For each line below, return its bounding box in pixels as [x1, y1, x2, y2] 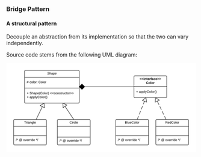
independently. [6, 40, 43, 47]
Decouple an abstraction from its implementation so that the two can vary [6, 33, 189, 40]
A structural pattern [6, 20, 57, 27]
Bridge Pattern [6, 5, 50, 13]
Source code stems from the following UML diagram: [6, 51, 137, 58]
